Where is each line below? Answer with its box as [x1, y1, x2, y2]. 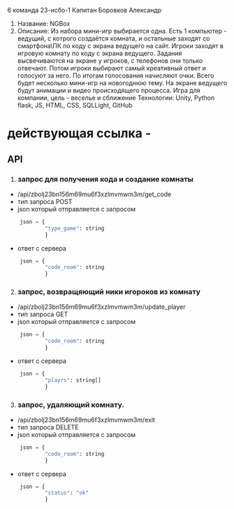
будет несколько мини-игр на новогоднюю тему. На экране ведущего [17, 79, 228, 87]
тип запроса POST [17, 197, 73, 205]
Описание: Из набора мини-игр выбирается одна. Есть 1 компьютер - [17, 27, 227, 35]
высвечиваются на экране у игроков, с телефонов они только [17, 57, 203, 65]
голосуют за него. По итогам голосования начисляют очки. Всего [17, 71, 214, 80]
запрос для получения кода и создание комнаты [17, 174, 194, 184]
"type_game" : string [44, 225, 105, 232]
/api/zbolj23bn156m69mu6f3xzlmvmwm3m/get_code [17, 190, 172, 198]
